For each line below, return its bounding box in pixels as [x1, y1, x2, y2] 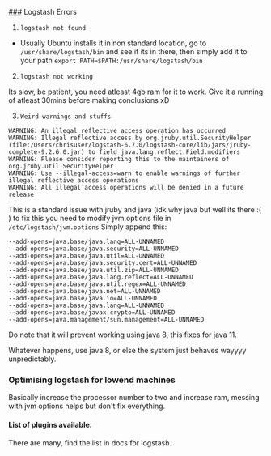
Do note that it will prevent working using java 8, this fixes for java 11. [8, 330, 237, 339]
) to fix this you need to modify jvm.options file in [8, 214, 171, 223]
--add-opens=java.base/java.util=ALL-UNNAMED [8, 252, 164, 260]
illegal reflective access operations [8, 177, 139, 185]
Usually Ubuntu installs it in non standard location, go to [19, 38, 207, 48]
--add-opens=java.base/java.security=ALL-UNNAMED [8, 245, 180, 253]
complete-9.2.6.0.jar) [8, 148, 85, 156]
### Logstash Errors [8, 7, 77, 16]
